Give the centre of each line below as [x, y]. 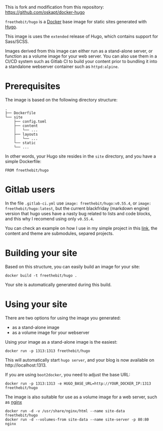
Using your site [36, 304]
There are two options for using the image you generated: [63, 318]
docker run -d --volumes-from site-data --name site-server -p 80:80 [77, 419]
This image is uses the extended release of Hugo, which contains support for [81, 36]
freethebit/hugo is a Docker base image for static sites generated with [76, 22]
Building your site [41, 253]
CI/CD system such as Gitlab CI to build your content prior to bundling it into [81, 61]
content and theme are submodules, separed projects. [59, 233]
